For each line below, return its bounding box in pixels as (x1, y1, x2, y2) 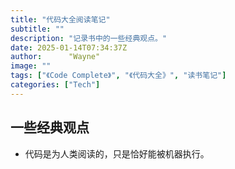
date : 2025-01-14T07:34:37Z (10, 42, 128, 53)
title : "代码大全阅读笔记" (10, 14, 111, 25)
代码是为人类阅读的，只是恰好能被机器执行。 (24, 147, 210, 160)
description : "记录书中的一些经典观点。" (10, 33, 168, 43)
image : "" (10, 61, 52, 71)
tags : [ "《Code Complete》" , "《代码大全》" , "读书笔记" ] (10, 71, 227, 81)
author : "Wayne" (10, 52, 101, 62)
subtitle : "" (10, 24, 65, 34)
